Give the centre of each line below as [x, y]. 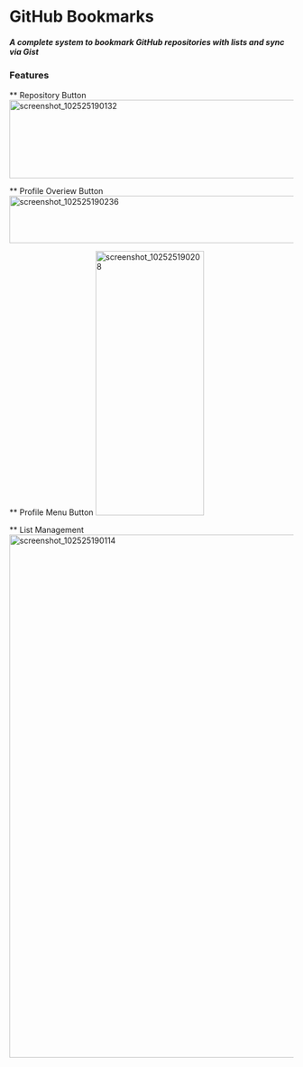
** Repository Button [48, 95]
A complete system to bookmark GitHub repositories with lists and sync [147, 41]
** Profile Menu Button [51, 512]
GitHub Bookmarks [82, 17]
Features [29, 76]
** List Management [46, 529]
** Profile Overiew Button [56, 190]
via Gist [24, 51]
